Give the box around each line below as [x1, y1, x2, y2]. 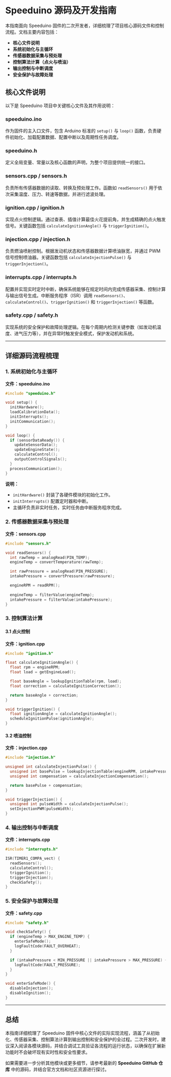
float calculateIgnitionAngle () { [5, 660, 79, 665]
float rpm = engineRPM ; [10, 665, 60, 670]
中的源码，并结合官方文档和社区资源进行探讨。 [11, 1066, 109, 1072]
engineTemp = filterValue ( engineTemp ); [10, 592, 95, 597]
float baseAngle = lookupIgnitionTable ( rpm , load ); [10, 679, 122, 684]
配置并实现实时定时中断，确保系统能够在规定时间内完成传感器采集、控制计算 [5, 286, 166, 292]
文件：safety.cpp [5, 910, 42, 916]
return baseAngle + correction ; [10, 693, 79, 698]
